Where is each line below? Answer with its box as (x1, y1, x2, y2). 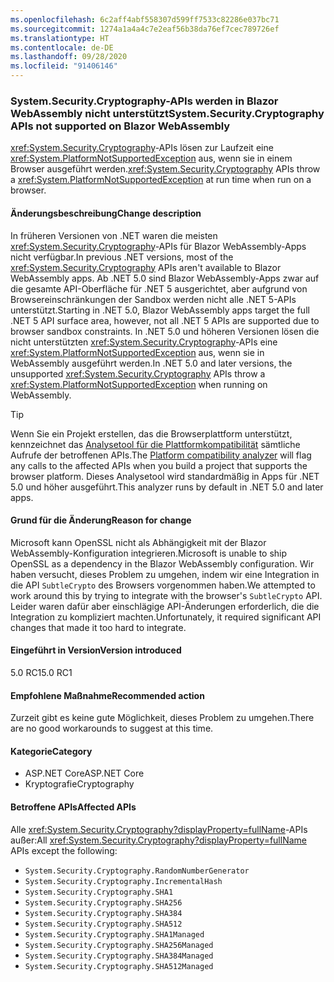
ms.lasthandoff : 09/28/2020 (10, 52, 128, 62)
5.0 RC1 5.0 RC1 (10, 666, 73, 678)
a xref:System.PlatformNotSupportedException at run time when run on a (10, 174, 312, 186)
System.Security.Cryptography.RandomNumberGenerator (24, 866, 250, 876)
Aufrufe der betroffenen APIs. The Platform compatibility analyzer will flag (10, 449, 312, 461)
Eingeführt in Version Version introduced (10, 644, 182, 656)
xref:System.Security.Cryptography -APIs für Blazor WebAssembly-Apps (10, 240, 307, 252)
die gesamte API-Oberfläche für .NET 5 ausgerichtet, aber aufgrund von (10, 282, 308, 295)
